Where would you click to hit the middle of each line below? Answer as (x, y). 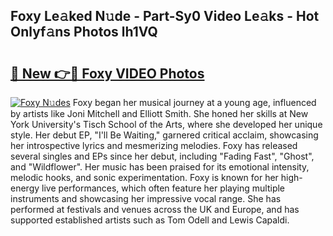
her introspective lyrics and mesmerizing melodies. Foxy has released (154, 145)
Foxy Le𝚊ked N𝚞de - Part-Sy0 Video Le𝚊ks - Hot (165, 16)
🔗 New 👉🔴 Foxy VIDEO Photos (107, 73)
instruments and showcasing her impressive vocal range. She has (146, 198)
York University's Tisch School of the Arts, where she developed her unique (166, 124)
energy (25, 188)
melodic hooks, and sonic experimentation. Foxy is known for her (144, 177)
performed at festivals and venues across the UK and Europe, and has (155, 209)
